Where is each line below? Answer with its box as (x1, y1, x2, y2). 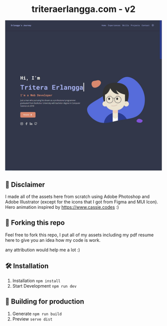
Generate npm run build (12, 311, 62, 317)
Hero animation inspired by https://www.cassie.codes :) (5, 204, 119, 210)
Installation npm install (12, 278, 61, 284)
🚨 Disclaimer (5, 180, 45, 189)
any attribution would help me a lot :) (5, 247, 81, 253)
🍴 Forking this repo (5, 218, 65, 227)
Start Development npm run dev (12, 283, 77, 289)
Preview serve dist (12, 316, 53, 322)
